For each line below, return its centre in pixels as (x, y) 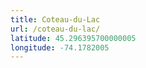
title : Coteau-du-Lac (55, 19)
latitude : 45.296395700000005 (73, 38)
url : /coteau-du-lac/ (55, 29)
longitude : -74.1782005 (60, 47)
